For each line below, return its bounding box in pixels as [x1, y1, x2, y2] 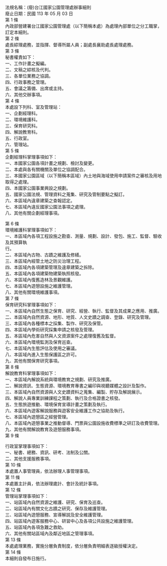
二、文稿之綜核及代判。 [5, 67, 53, 72]
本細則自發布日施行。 [5, 556, 49, 561]
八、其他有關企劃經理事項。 [5, 210, 62, 216]
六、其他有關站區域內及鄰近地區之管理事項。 [5, 531, 97, 536]
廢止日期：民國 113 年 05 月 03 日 [5, 10, 74, 16]
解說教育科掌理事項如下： [5, 371, 58, 376]
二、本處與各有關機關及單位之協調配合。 [5, 167, 88, 172]
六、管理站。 [5, 142, 31, 147]
